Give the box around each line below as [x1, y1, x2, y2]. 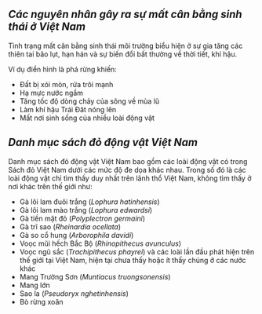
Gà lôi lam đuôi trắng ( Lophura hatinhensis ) [19, 197, 160, 206]
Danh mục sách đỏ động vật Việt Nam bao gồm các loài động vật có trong [8, 156, 248, 166]
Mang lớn [19, 280, 51, 290]
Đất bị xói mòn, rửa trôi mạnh [19, 79, 114, 89]
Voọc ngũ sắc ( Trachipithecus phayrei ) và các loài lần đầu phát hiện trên [19, 246, 255, 256]
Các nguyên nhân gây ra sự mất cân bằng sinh [8, 8, 242, 21]
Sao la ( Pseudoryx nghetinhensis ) [19, 288, 129, 298]
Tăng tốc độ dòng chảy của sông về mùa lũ [19, 96, 160, 106]
